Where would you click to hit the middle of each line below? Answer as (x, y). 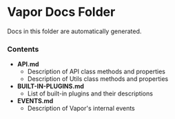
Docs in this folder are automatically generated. (74, 31)
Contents (23, 49)
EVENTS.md (35, 101)
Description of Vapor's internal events (81, 109)
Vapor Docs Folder (61, 12)
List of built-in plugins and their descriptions (90, 93)
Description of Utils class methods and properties (98, 79)
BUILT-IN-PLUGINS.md (50, 86)
